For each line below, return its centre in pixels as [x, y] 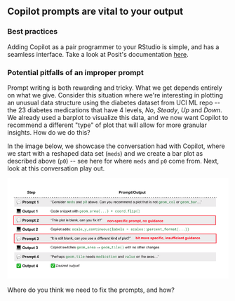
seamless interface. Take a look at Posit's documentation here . [98, 54]
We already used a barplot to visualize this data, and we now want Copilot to [118, 117]
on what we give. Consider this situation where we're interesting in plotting [115, 95]
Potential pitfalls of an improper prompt [75, 72]
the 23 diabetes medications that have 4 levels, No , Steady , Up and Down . [115, 110]
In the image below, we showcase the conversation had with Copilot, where [116, 146]
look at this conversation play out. [56, 168]
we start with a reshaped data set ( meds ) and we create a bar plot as [105, 153]
